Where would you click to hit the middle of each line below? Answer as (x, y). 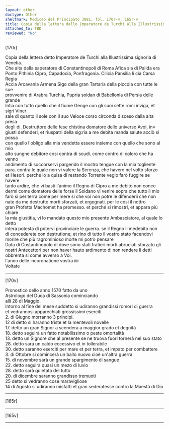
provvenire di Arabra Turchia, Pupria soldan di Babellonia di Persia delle (79, 95)
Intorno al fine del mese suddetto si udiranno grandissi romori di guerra (79, 306)
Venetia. (14, 63)
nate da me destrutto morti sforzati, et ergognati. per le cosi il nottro (75, 202)
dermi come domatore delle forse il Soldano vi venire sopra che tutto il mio (82, 191)
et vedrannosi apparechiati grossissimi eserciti (53, 312)
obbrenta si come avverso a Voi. (38, 255)
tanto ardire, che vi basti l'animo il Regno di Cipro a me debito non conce (80, 186)
